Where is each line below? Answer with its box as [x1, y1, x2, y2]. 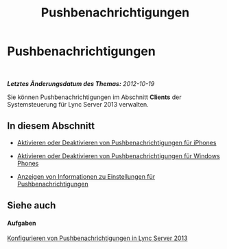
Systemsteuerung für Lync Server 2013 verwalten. [7, 100, 149, 108]
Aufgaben [7, 219, 36, 227]
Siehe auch [7, 199, 56, 211]
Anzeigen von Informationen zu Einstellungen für [16, 172, 156, 180]
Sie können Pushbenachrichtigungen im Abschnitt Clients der [7, 93, 182, 101]
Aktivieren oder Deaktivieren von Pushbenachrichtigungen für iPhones [16, 138, 217, 147]
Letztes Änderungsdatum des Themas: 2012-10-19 [7, 79, 155, 87]
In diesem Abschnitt [7, 120, 95, 132]
